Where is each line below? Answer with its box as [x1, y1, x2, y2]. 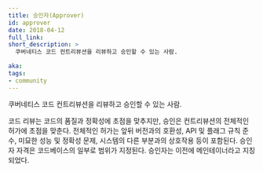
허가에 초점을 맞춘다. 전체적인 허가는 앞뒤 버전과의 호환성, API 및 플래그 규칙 [8, 126, 241, 135]
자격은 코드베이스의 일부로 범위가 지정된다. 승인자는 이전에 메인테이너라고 [16, 145, 241, 155]
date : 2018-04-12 [8, 26, 65, 34]
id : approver [8, 19, 51, 27]
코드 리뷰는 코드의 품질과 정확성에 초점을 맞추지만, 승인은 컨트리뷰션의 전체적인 [8, 115, 250, 126]
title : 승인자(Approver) [8, 11, 85, 20]
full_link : [8, 33, 44, 42]
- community [8, 76, 47, 85]
